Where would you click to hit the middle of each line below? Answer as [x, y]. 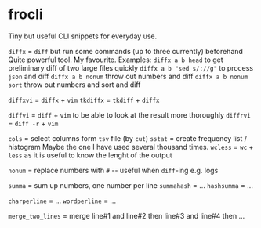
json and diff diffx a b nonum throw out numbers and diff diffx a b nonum [128, 76]
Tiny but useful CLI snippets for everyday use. [83, 36]
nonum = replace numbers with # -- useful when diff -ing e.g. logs [113, 170]
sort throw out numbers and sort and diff [74, 85]
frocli [25, 14]
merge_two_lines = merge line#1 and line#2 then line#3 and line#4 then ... [127, 215]
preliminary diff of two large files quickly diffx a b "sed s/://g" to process [130, 67]
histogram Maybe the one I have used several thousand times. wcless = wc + [131, 147]
